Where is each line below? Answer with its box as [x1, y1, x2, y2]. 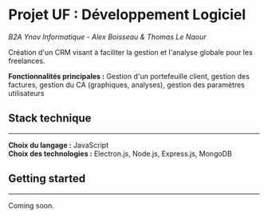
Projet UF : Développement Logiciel [8, 6, 246, 24]
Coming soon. [8, 200, 54, 210]
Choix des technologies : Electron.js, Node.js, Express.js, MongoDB [8, 149, 233, 158]
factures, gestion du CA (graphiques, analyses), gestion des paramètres [8, 80, 245, 89]
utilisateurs [8, 88, 45, 97]
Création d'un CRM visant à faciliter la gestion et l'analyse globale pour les [8, 47, 253, 57]
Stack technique [8, 112, 92, 125]
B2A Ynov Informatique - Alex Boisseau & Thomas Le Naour [8, 32, 207, 42]
